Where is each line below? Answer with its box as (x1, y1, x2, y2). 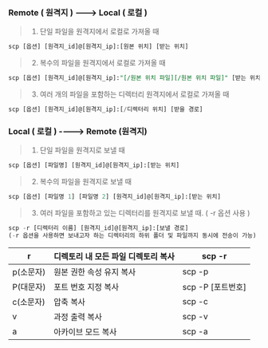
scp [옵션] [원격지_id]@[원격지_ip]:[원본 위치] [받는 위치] (8, 42, 189, 51)
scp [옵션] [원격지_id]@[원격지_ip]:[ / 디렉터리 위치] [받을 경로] (8, 105, 203, 113)
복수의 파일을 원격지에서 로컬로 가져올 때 (39, 58, 166, 68)
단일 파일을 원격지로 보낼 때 (39, 145, 125, 155)
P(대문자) (12, 281, 46, 292)
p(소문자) (12, 266, 46, 277)
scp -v (182, 310, 209, 322)
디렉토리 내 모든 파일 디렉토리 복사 (53, 251, 175, 262)
